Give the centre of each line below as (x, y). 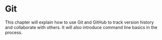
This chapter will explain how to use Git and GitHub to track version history (79, 22)
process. (14, 32)
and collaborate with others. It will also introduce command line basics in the (81, 27)
